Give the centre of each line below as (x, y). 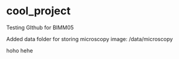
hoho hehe (20, 50)
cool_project (38, 11)
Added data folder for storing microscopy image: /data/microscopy (90, 39)
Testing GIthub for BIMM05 (40, 27)
